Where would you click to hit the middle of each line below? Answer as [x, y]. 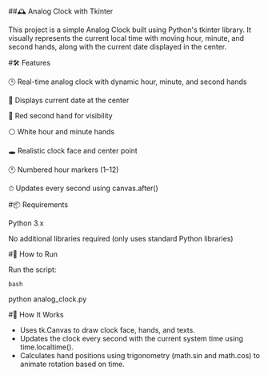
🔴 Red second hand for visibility [61, 116]
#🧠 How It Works [36, 315]
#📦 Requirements [38, 205]
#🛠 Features [29, 63]
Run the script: [32, 269]
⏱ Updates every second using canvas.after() [83, 188]
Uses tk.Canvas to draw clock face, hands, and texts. [108, 330]
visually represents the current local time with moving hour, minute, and [126, 38]
